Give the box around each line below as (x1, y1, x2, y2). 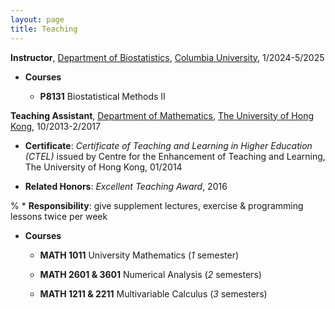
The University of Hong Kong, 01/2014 (24, 161, 183, 173)
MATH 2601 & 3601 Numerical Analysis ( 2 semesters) (39, 268, 262, 280)
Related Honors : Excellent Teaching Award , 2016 (24, 180, 228, 192)
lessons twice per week (10, 210, 108, 222)
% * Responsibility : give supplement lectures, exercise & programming (10, 199, 304, 211)
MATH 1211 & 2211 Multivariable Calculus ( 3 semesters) (39, 287, 268, 300)
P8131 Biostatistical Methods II (39, 90, 166, 102)
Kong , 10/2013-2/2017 (10, 120, 101, 132)
